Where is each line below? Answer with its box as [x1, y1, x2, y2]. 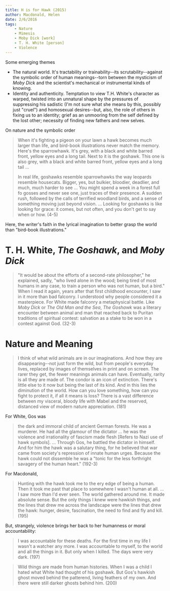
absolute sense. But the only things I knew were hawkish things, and [17, 496, 160, 502]
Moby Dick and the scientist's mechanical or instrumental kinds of [12, 80, 151, 86]
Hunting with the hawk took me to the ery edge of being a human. [17, 480, 155, 487]
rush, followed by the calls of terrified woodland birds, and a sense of [17, 195, 163, 201]
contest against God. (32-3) [17, 320, 76, 326]
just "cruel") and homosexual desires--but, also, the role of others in [12, 106, 155, 113]
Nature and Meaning [5, 338, 93, 350]
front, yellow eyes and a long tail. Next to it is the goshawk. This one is [17, 153, 164, 159]
